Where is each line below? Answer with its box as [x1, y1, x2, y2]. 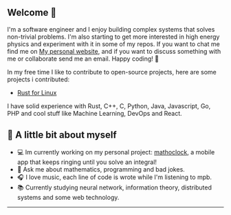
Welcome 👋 [7, 7, 57, 19]
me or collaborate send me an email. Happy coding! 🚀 [7, 54, 159, 63]
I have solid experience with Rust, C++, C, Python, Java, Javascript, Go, [7, 101, 211, 110]
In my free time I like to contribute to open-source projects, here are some [7, 68, 217, 76]
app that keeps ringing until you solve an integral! [16, 158, 157, 166]
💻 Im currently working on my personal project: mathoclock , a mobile [16, 147, 215, 156]
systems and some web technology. [16, 193, 120, 201]
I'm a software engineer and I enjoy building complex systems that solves [7, 25, 215, 33]
